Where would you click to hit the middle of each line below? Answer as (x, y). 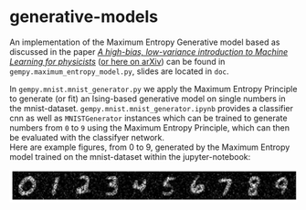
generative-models (84, 17)
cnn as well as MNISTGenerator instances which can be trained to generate (148, 118)
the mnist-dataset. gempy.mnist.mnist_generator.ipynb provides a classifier (152, 108)
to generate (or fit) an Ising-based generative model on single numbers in (148, 99)
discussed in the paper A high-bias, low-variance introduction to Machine (149, 51)
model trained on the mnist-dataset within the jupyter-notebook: (130, 156)
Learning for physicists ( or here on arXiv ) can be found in (117, 61)
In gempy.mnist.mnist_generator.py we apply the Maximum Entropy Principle (153, 89)
